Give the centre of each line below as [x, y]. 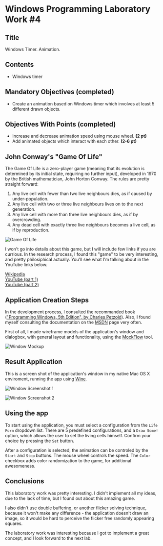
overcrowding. [27, 220]
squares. [14, 523]
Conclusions [25, 481]
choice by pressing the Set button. [40, 441]
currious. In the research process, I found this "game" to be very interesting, [82, 254]
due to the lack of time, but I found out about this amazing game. [70, 498]
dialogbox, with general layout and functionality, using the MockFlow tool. [79, 337]
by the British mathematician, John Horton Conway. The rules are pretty [77, 179]
